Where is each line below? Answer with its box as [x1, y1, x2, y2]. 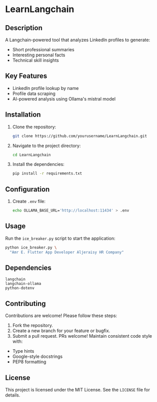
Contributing [5, 299, 46, 308]
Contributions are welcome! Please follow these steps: [5, 313, 117, 319]
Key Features [5, 72, 47, 80]
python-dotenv [5, 285, 35, 291]
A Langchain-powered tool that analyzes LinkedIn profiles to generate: [5, 37, 150, 43]
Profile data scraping [12, 90, 56, 96]
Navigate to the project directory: [12, 142, 81, 149]
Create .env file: [12, 198, 46, 205]
